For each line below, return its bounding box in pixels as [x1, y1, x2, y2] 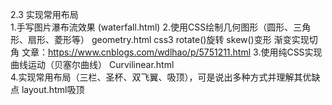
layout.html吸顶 [21, 84, 85, 95]
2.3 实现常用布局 [10, 9, 79, 20]
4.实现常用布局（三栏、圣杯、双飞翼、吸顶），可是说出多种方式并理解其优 [10, 71, 312, 83]
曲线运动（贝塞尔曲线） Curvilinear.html [10, 59, 175, 70]
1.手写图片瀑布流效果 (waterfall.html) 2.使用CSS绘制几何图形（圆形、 [10, 21, 294, 33]
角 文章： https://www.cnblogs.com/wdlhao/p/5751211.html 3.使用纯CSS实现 [10, 46, 323, 58]
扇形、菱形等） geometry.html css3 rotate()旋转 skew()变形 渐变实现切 [27, 34, 318, 45]
